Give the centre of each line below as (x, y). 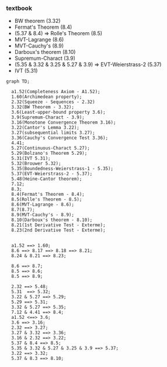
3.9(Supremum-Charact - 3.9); (48, 118)
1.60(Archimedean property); (47, 97)
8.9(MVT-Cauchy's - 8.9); (43, 215)
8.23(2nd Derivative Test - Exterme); (59, 230)
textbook (19, 8)
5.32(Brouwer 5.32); (36, 164)
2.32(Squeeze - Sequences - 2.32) (53, 102)
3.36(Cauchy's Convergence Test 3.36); (60, 138)
